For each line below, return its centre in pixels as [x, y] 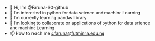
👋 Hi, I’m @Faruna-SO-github [39, 7]
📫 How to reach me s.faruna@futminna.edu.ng [57, 33]
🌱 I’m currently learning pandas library [48, 18]
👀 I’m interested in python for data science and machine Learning [75, 13]
